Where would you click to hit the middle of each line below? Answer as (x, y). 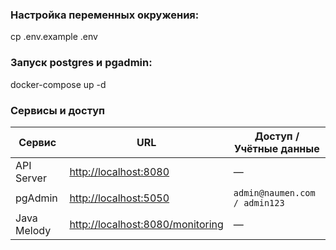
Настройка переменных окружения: (105, 15)
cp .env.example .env (54, 37)
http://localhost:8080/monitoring (146, 224)
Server (31, 178)
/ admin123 (259, 202)
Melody (33, 230)
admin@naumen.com (274, 192)
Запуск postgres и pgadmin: (81, 63)
